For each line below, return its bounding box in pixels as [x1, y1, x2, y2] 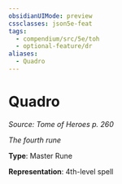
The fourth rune [8, 135, 62, 145]
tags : [8, 27, 27, 35]
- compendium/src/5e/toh [15, 34, 100, 43]
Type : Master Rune [8, 151, 73, 160]
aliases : [8, 50, 38, 58]
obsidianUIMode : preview [8, 11, 93, 20]
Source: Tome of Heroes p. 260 [8, 119, 114, 129]
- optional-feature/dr [15, 42, 93, 50]
